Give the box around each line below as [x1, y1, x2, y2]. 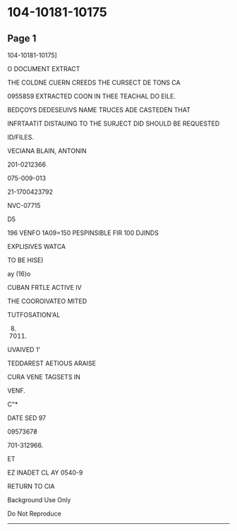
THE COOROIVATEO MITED [7, 297, 87, 305]
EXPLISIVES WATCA [7, 243, 66, 250]
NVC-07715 [7, 202, 41, 209]
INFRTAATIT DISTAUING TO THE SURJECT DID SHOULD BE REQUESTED [7, 119, 220, 128]
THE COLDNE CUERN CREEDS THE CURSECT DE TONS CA [7, 78, 181, 87]
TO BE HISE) [7, 256, 44, 264]
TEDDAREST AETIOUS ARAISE [7, 359, 97, 367]
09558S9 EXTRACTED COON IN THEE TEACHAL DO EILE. [7, 92, 176, 100]
